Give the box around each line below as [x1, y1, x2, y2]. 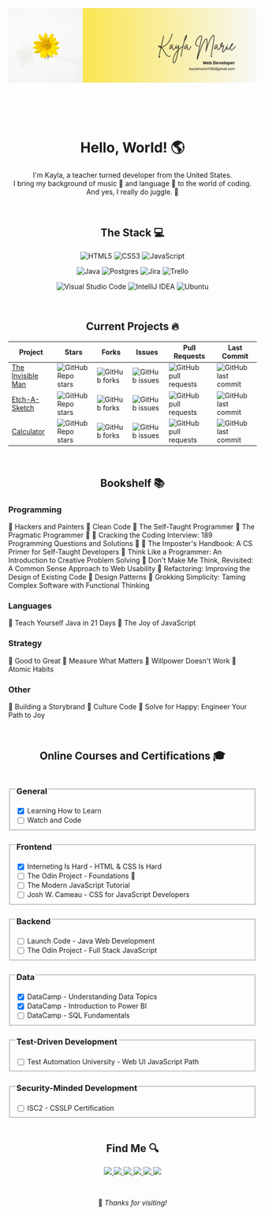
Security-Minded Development [16, 1082, 138, 1093]
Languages [8, 600, 53, 611]
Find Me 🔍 [106, 1142, 159, 1155]
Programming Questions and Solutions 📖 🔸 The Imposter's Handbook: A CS [8, 539, 253, 548]
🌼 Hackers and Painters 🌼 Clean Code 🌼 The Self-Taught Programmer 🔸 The [8, 522, 255, 532]
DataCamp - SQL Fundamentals [27, 1010, 130, 1020]
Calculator [11, 426, 46, 436]
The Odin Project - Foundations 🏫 [27, 871, 136, 880]
